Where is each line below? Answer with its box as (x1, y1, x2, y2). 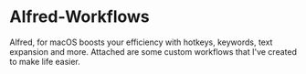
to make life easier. (9, 56, 80, 67)
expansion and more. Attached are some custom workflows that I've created (9, 46, 297, 57)
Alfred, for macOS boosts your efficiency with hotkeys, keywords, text (9, 37, 273, 48)
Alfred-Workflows (9, 6, 151, 27)
